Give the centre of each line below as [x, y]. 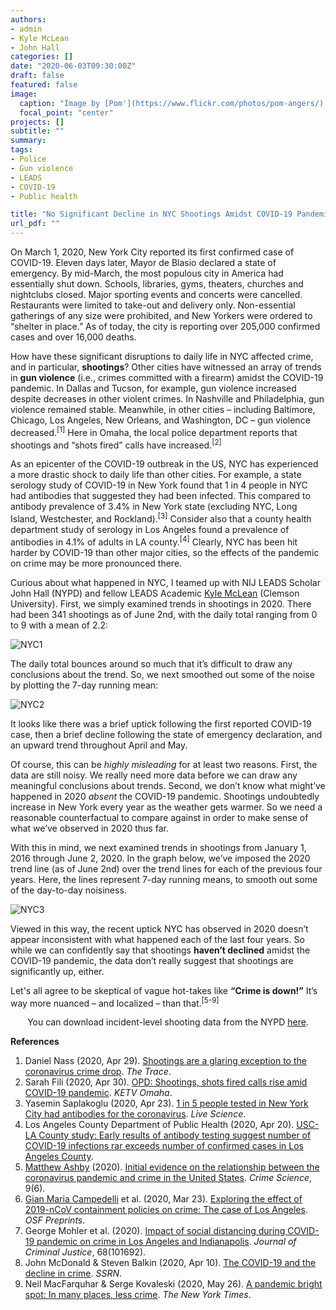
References [35, 1042]
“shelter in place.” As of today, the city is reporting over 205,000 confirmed [165, 326]
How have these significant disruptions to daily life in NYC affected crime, [162, 356]
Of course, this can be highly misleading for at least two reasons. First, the [164, 764]
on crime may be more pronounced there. [96, 563]
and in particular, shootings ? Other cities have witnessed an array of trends [166, 367]
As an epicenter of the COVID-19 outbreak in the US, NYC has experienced [164, 464]
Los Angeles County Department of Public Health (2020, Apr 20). [159, 1125]
